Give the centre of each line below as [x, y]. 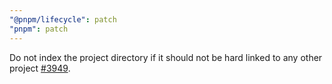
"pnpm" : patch [39, 29]
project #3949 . [40, 68]
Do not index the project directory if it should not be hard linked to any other [166, 57]
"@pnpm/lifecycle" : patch [63, 19]
